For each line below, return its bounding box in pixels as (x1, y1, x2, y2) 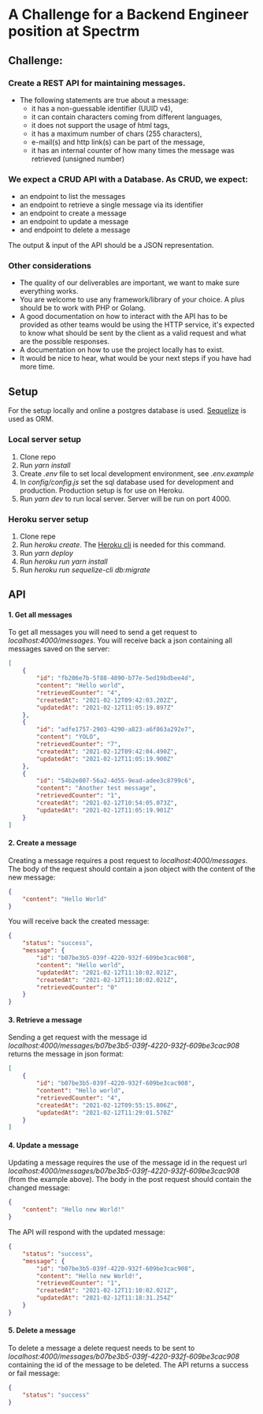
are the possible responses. (19, 337, 110, 347)
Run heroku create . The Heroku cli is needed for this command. (19, 539, 226, 549)
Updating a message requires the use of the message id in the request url (8, 1158, 247, 1168)
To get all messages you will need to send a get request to (8, 628, 198, 637)
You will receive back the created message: (8, 917, 150, 926)
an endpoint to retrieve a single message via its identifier (19, 200, 204, 210)
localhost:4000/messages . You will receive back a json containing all (8, 636, 232, 645)
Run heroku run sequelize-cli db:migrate (19, 564, 151, 574)
